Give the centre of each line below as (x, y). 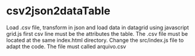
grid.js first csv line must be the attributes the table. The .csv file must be (97, 33)
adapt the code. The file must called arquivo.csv (66, 46)
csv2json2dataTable (58, 11)
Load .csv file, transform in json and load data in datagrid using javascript (97, 27)
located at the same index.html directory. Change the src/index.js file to (95, 40)
